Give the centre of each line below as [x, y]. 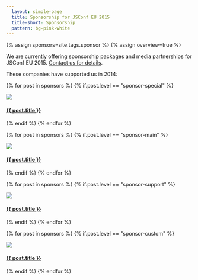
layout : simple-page [37, 12]
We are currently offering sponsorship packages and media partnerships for [99, 56]
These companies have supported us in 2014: [62, 74]
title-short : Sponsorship [44, 22]
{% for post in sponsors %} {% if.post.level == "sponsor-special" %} [90, 86]
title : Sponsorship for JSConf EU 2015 [61, 17]
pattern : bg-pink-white [41, 28]
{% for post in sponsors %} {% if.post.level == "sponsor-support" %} [91, 184]
